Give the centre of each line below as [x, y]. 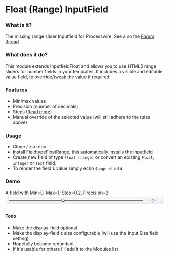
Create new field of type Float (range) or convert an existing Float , [83, 157]
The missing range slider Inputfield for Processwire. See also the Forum [80, 36]
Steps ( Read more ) [32, 112]
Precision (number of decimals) [45, 106]
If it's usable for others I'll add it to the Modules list [65, 249]
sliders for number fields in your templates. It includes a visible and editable [84, 71]
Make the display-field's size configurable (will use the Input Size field [86, 233]
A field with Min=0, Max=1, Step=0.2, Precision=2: [57, 193]
